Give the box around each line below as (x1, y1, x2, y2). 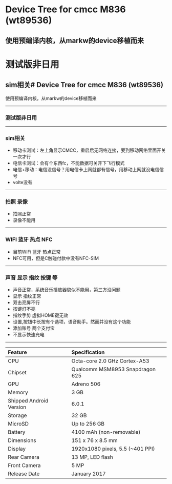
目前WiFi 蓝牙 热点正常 (12, 249, 61, 255)
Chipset (8, 369, 27, 376)
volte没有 (12, 179, 32, 186)
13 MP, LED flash (71, 454, 114, 461)
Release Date (8, 470, 40, 477)
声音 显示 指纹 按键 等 (5, 274, 58, 281)
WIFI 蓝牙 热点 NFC (5, 236, 53, 243)
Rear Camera (8, 454, 39, 461)
